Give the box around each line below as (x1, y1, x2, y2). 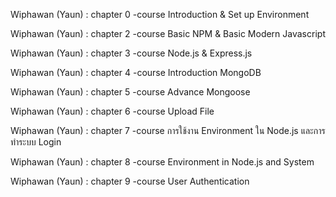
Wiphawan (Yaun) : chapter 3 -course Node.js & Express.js (10, 47, 253, 59)
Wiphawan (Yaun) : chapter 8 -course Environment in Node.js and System (10, 156, 315, 168)
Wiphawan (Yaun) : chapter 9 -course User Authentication (10, 175, 250, 187)
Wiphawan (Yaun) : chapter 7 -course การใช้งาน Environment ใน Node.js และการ (10, 125, 326, 136)
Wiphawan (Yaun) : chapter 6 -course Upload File (10, 105, 215, 117)
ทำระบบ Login (10, 136, 62, 148)
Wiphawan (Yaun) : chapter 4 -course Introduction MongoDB (10, 67, 262, 78)
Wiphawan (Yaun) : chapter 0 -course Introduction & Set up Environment (10, 9, 310, 20)
